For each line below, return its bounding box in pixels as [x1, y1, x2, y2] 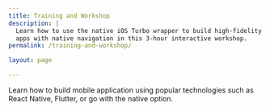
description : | [8, 19, 60, 27]
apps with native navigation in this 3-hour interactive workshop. [15, 34, 248, 43]
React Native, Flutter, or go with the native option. [8, 94, 174, 103]
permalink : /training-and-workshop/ [8, 42, 132, 50]
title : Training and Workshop [8, 11, 111, 20]
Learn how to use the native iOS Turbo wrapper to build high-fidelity [15, 27, 263, 35]
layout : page [8, 56, 53, 64]
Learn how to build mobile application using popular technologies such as [8, 85, 255, 95]
